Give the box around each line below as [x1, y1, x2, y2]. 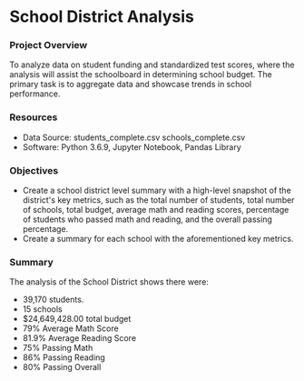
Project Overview [9, 39, 88, 52]
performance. [9, 88, 61, 99]
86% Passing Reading [22, 352, 106, 363]
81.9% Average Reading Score [22, 333, 137, 344]
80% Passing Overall [22, 362, 102, 373]
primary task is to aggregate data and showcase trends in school [9, 79, 252, 90]
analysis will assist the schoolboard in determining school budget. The [9, 69, 272, 80]
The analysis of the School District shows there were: [9, 276, 209, 287]
